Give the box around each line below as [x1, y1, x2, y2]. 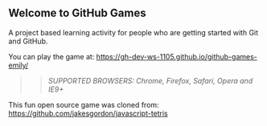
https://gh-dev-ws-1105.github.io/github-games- [96, 51, 257, 61]
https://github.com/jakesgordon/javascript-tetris [8, 108, 169, 118]
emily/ [8, 60, 29, 70]
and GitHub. [8, 36, 48, 46]
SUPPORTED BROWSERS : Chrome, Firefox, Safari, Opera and [47, 75, 253, 85]
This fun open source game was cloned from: [8, 100, 159, 109]
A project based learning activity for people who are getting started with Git [8, 27, 259, 37]
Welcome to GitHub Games [8, 6, 146, 20]
